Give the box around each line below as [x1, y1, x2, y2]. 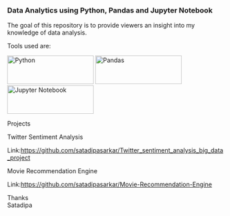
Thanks [7, 194, 29, 202]
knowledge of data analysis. [7, 28, 88, 37]
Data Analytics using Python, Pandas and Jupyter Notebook [7, 6, 213, 15]
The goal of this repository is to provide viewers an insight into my [7, 21, 195, 30]
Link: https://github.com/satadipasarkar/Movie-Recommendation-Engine [7, 180, 213, 188]
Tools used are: [7, 42, 51, 50]
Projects [7, 119, 31, 128]
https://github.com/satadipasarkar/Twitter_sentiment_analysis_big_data [20, 146, 224, 155]
